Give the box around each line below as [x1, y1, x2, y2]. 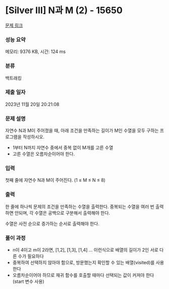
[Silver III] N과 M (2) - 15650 [5, 5, 123, 16]
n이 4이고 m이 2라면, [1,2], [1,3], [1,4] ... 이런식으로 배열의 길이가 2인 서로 [12, 247, 159, 253]
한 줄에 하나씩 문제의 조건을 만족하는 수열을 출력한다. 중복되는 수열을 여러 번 [5, 203, 155, 210]
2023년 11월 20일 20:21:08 [5, 101, 60, 107]
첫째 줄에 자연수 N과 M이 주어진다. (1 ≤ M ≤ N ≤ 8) [5, 177, 106, 183]
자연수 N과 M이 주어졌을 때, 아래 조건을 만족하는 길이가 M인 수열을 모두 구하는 [5, 127, 159, 134]
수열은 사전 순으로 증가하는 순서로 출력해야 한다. [5, 220, 100, 226]
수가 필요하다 [18, 253, 44, 259]
